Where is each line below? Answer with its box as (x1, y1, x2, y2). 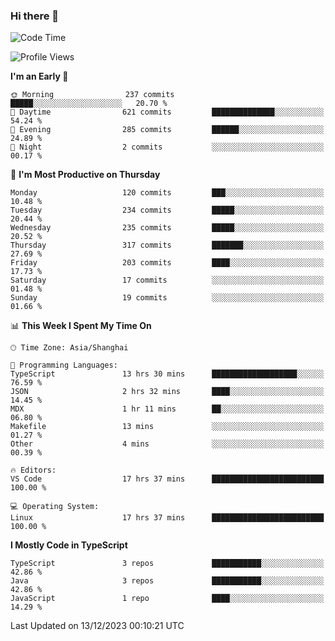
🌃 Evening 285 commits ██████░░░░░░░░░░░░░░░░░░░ (10, 125, 325, 135)
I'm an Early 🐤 (10, 70, 69, 83)
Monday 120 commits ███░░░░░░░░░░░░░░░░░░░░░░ (10, 188, 325, 198)
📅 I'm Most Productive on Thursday (10, 169, 161, 181)
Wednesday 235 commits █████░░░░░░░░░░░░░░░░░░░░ (10, 223, 325, 233)
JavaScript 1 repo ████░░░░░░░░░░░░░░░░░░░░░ (10, 594, 325, 604)
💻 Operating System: (10, 502, 100, 512)
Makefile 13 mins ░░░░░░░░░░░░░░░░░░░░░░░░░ (10, 422, 325, 432)
